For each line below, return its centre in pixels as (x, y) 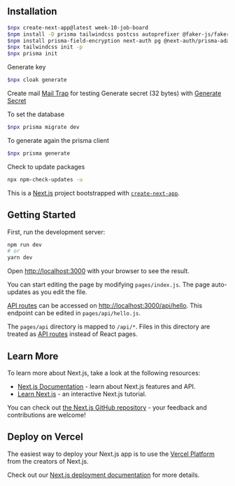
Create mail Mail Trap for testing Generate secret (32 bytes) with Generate (114, 93)
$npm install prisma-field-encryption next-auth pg (84, 41)
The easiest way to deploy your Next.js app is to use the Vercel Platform (111, 454)
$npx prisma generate (39, 153)
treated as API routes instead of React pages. (72, 334)
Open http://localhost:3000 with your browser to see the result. (99, 271)
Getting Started (42, 215)
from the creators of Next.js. (48, 461)
